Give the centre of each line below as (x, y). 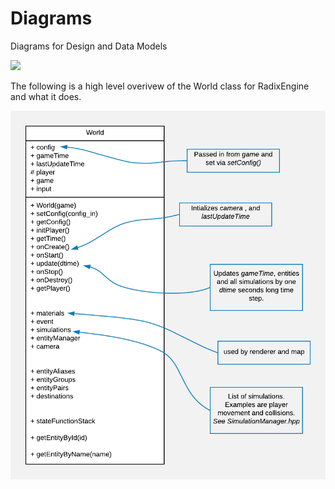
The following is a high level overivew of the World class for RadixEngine (160, 86)
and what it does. (46, 96)
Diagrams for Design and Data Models (89, 46)
